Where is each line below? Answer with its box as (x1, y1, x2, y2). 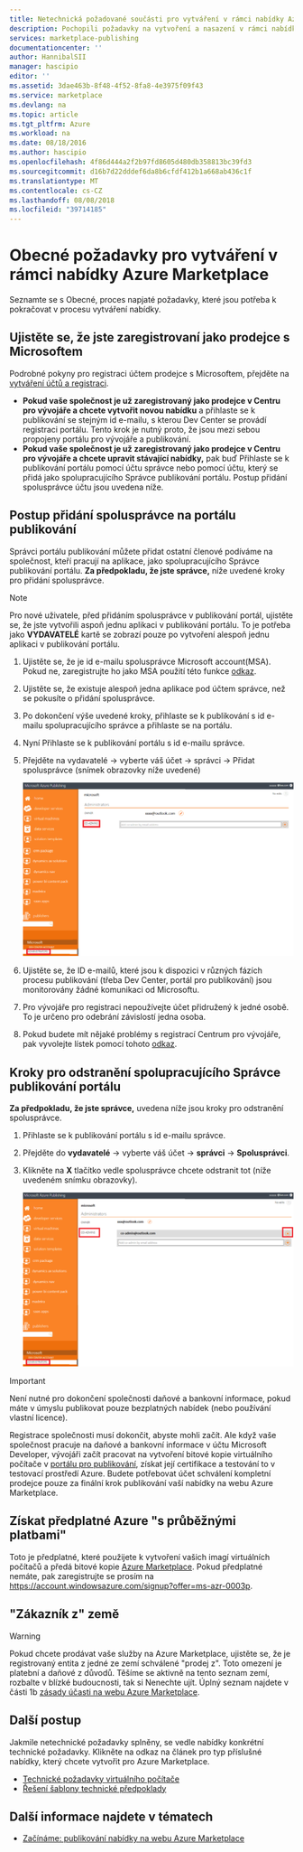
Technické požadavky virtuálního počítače (22, 1773, 180, 1784)
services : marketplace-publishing (9, 33, 140, 42)
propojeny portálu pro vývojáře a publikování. (22, 434, 191, 444)
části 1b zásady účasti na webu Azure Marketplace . (9, 1686, 200, 1698)
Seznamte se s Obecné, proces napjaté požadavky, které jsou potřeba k (9, 295, 277, 305)
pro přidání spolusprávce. (9, 575, 106, 585)
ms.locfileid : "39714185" (9, 205, 106, 214)
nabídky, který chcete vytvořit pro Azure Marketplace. (9, 1755, 210, 1766)
